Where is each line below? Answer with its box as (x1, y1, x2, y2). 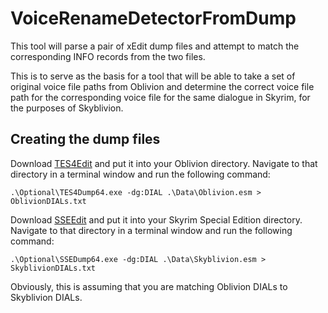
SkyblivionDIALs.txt (10, 263, 97, 273)
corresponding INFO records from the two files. (10, 50, 206, 62)
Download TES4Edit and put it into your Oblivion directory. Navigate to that (10, 157, 318, 169)
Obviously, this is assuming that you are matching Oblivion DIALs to (10, 280, 288, 292)
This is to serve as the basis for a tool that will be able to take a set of (10, 70, 296, 82)
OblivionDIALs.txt (10, 196, 87, 206)
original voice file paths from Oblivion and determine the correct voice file (10, 80, 315, 92)
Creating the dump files (10, 131, 161, 148)
